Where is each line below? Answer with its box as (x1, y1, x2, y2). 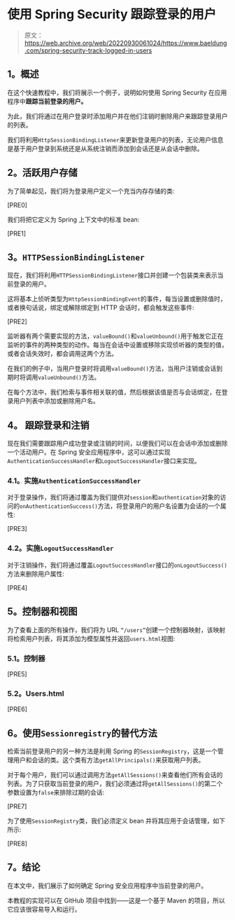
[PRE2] (7, 317, 28, 326)
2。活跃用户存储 (7, 167, 78, 179)
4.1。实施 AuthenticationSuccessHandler (7, 476, 141, 486)
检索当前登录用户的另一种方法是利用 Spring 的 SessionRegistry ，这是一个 (7, 747, 218, 755)
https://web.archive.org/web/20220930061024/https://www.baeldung (24, 39, 227, 47)
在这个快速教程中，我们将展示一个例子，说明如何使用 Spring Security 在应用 (7, 88, 227, 97)
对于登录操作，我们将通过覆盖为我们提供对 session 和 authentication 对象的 (7, 493, 220, 502)
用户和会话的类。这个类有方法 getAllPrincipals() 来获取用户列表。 (13, 756, 205, 764)
